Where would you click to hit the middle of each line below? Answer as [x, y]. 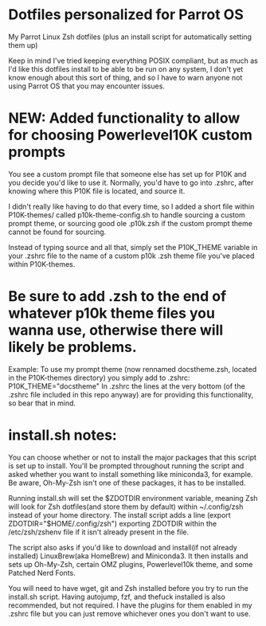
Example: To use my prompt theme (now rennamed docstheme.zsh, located [133, 369]
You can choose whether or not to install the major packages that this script [133, 457]
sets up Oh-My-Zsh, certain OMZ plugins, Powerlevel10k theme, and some [131, 564]
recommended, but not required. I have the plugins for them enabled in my [130, 605]
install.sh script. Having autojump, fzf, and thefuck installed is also [117, 597]
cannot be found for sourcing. [57, 232]
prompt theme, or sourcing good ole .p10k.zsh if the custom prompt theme [131, 223]
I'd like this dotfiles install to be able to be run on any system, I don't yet [126, 68]
